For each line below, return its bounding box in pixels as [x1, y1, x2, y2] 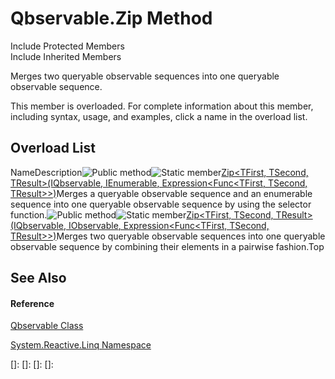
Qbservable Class [10, 320, 84, 332]
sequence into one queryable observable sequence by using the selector [10, 198, 312, 210]
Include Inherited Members [10, 50, 122, 62]
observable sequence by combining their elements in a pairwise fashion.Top [10, 240, 325, 252]
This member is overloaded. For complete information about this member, [10, 100, 314, 112]
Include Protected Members [10, 40, 125, 52]
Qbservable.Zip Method [10, 7, 213, 30]
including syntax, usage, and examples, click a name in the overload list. [10, 110, 308, 122]
